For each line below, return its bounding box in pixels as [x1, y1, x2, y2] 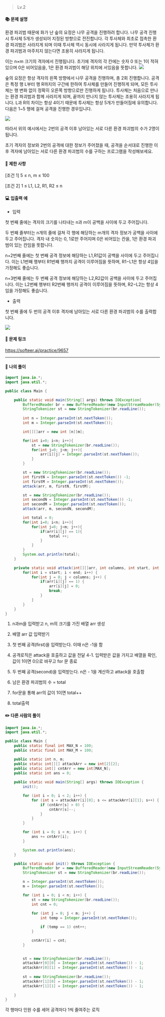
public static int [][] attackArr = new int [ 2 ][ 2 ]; [14, 761, 120, 766]
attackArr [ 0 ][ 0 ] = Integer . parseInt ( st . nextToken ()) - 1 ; [23, 961, 144, 966]
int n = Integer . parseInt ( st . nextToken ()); [23, 416, 113, 421]
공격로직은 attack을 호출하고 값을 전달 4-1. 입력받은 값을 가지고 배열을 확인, [12, 652, 157, 658]
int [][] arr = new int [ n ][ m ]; [23, 429, 84, 434]
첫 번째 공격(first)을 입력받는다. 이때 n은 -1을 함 [12, 642, 103, 648]
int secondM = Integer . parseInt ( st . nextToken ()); [23, 502, 126, 507]
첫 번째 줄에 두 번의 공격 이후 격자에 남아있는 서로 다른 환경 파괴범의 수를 [5, 308, 144, 315]
